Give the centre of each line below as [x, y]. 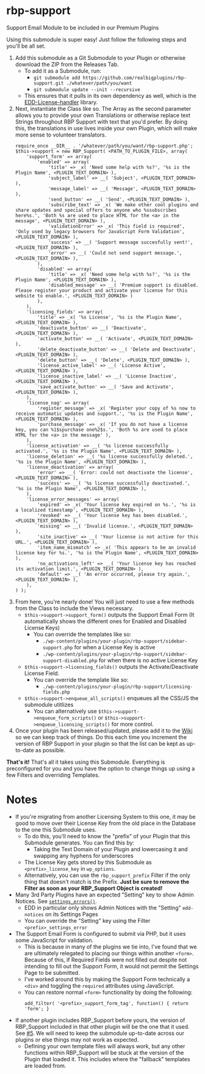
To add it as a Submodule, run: [63, 70]
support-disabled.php [70, 661]
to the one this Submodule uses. [56, 829]
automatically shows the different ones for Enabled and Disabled [106, 621]
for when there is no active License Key [148, 660]
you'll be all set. [26, 46]
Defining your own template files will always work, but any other [105, 1046]
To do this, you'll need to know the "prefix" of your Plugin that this [107, 836]
